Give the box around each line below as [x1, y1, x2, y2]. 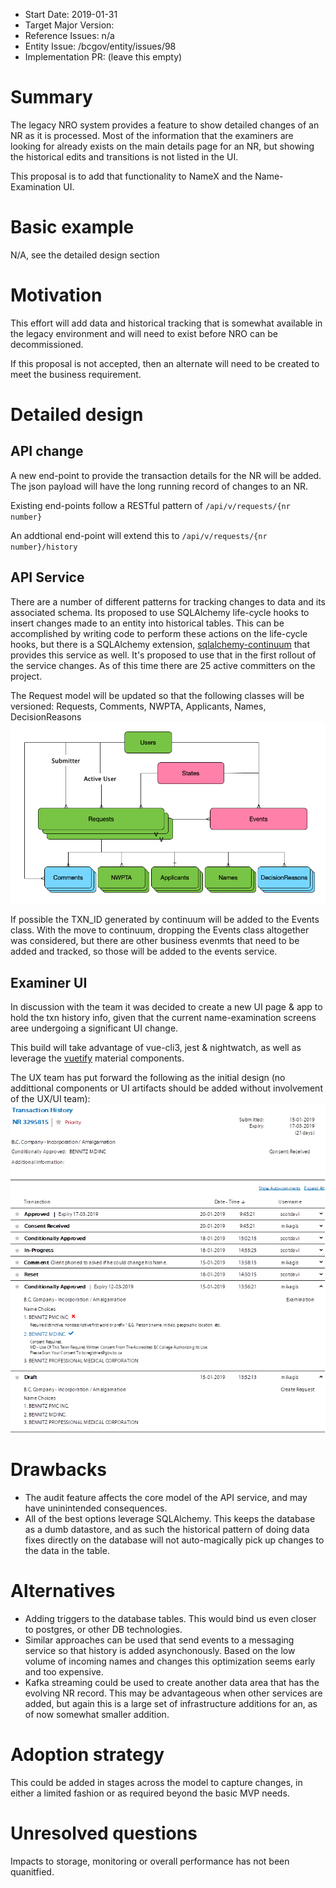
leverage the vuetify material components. [10, 1052, 185, 1064]
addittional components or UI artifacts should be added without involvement [10, 1082, 323, 1094]
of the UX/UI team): [10, 1093, 91, 1105]
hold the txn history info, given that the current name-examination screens [10, 1012, 317, 1024]
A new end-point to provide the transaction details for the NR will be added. [10, 469, 322, 481]
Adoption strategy [10, 1744, 165, 1766]
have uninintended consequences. [24, 1502, 168, 1514]
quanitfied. [10, 1865, 55, 1878]
